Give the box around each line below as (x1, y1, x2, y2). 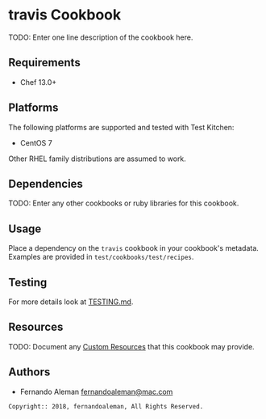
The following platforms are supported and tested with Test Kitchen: (8, 122, 235, 132)
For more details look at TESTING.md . (8, 297, 134, 307)
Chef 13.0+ (19, 77, 57, 87)
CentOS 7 (19, 138, 52, 147)
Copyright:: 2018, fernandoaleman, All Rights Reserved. (8, 402, 204, 410)
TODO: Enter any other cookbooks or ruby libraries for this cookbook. (8, 198, 239, 208)
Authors (8, 366, 51, 379)
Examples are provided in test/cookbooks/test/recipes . (8, 252, 194, 262)
